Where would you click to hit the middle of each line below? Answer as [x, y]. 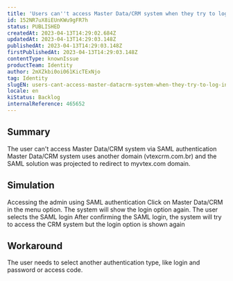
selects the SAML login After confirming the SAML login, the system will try [114, 216]
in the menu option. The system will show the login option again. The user [113, 210]
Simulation [31, 186]
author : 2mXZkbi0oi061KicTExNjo [54, 71]
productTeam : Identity [40, 65]
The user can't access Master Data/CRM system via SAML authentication [112, 148]
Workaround [35, 246]
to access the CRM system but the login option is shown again [96, 224]
